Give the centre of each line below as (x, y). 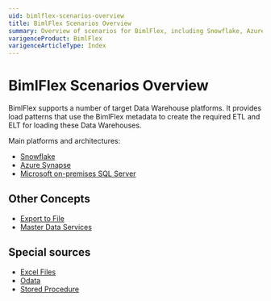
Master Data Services (56, 227)
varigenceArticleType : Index (57, 46)
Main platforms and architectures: (65, 141)
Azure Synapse (45, 165)
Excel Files (38, 272)
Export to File (42, 218)
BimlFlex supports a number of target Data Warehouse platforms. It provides (135, 108)
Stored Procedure (49, 289)
